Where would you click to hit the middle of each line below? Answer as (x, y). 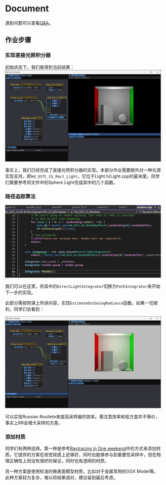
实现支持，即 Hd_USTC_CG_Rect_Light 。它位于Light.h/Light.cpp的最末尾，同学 (83, 176)
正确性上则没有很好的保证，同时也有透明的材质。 (59, 461)
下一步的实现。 (20, 293)
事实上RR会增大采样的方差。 (34, 423)
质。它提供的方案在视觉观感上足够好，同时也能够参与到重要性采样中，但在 (81, 455)
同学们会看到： (29, 309)
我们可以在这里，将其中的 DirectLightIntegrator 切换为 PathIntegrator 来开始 (83, 286)
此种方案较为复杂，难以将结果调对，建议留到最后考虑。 (61, 478)
